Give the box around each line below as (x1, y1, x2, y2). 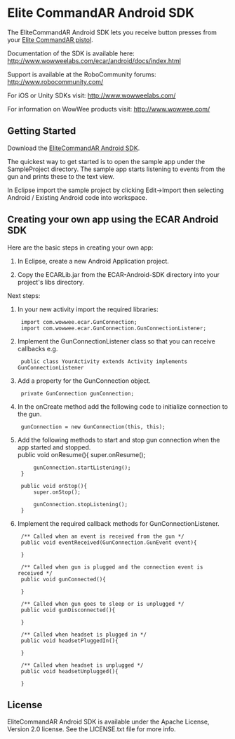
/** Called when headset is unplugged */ (20, 661, 144, 669)
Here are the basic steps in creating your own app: (7, 243, 154, 252)
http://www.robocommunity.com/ (7, 77, 104, 86)
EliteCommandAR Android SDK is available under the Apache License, (7, 717, 210, 726)
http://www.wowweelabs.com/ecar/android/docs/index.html (7, 56, 181, 65)
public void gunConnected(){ (20, 576, 107, 583)
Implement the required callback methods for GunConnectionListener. (17, 519, 220, 527)
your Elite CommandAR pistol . (7, 35, 93, 43)
